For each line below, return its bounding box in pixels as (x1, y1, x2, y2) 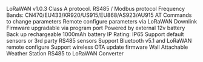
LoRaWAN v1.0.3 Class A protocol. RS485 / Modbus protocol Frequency (6, 5, 185, 12)
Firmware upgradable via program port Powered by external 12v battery (6, 24, 185, 31)
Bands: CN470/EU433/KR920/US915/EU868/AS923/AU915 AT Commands (6, 11, 192, 19)
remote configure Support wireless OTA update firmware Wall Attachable (6, 43, 188, 51)
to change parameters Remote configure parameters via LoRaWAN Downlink (6, 18, 198, 25)
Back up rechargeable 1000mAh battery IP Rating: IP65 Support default (6, 31, 184, 38)
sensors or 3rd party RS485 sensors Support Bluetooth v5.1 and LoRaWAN (6, 37, 192, 44)
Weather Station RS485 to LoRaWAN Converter (6, 50, 124, 57)
